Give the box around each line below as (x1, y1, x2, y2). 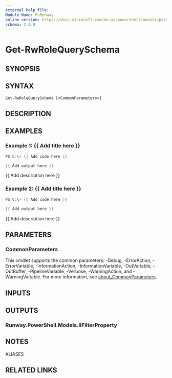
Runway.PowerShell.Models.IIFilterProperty (5, 322, 118, 329)
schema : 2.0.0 (5, 22, 36, 27)
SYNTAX (5, 82, 34, 90)
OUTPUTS (5, 306, 38, 315)
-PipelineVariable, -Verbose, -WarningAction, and (28, 268, 132, 275)
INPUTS (5, 289, 31, 297)
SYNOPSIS (5, 64, 40, 73)
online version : (5, 17, 40, 22)
